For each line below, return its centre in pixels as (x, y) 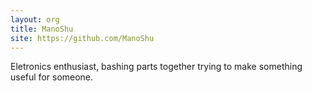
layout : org (35, 19)
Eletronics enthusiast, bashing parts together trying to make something (156, 67)
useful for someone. (52, 77)
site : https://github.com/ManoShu (82, 38)
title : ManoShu (42, 29)
